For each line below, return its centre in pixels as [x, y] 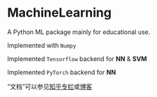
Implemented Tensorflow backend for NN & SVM [77, 59]
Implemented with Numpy [42, 45]
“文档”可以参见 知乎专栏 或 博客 [50, 86]
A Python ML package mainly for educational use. [79, 32]
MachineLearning [59, 13]
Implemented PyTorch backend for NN [62, 72]
